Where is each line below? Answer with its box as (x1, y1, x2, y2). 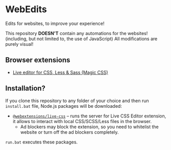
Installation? (5, 84, 46, 93)
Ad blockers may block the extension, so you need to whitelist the (20, 124, 159, 130)
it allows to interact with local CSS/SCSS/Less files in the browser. (12, 118, 152, 124)
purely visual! (5, 41, 34, 47)
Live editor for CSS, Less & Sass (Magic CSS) (12, 69, 108, 75)
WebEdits (5, 4, 47, 15)
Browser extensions (5, 56, 70, 65)
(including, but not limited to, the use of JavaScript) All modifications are (5, 36, 158, 42)
